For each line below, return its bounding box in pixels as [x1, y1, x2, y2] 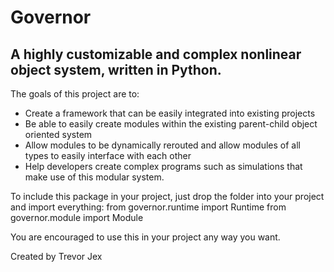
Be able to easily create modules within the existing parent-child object [24, 118, 318, 130]
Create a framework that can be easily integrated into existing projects [24, 107, 316, 119]
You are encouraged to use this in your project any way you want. [10, 231, 281, 243]
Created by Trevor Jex [10, 251, 103, 262]
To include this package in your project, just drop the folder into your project [10, 191, 325, 202]
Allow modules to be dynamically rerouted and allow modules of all [24, 139, 301, 151]
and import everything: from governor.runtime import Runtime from [10, 201, 287, 213]
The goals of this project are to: [10, 88, 140, 100]
